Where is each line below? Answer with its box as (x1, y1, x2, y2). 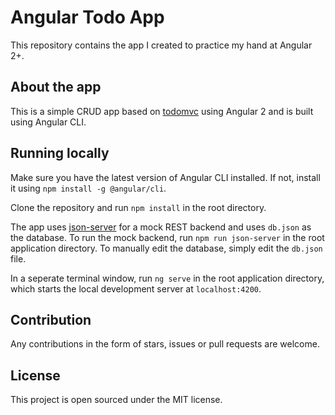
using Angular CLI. (10, 116, 87, 128)
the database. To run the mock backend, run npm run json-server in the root (10, 231, 325, 243)
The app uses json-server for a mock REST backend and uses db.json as (10, 221, 312, 233)
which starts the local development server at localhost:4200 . (10, 282, 262, 295)
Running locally (10, 145, 110, 162)
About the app (10, 79, 102, 96)
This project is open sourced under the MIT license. (10, 394, 223, 406)
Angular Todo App (10, 6, 165, 29)
